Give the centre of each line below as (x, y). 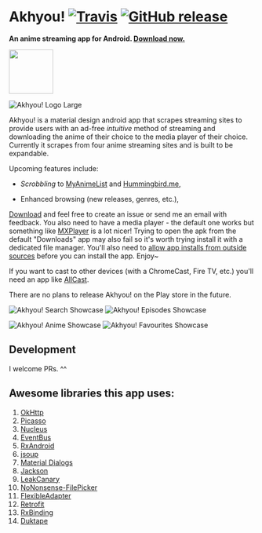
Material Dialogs (47, 462)
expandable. (29, 153)
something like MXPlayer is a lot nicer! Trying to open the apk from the (123, 231)
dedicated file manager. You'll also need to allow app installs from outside (128, 247)
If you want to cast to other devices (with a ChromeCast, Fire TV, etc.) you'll (131, 271)
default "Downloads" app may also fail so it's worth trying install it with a (126, 239)
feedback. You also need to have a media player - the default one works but (131, 222)
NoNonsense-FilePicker (59, 487)
